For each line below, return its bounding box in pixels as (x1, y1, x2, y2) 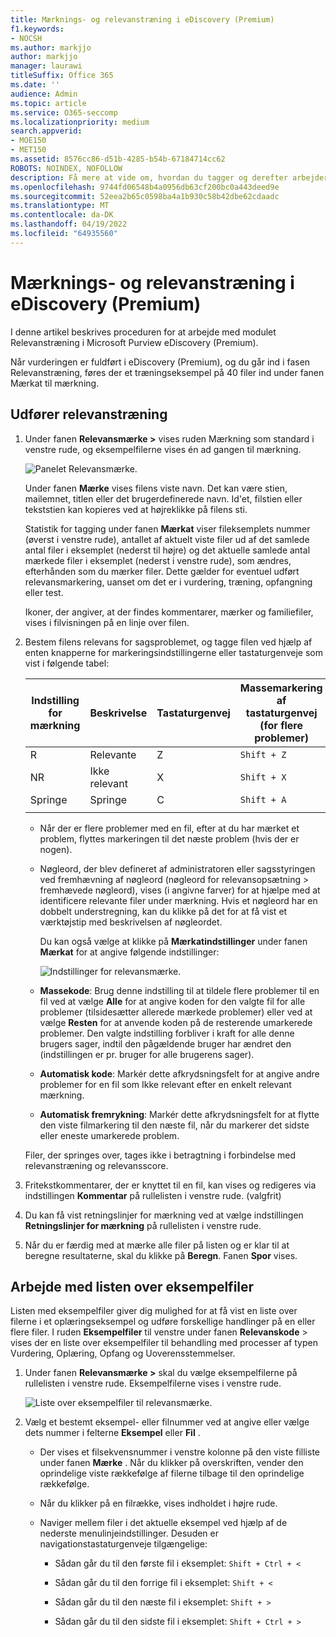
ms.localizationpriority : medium (10, 117, 150, 127)
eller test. (24, 586, 64, 598)
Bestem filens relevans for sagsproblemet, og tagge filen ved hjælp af (24, 636, 313, 648)
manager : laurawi (10, 61, 83, 71)
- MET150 (10, 145, 47, 155)
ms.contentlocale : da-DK (10, 210, 114, 220)
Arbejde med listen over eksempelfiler (10, 1278, 255, 1295)
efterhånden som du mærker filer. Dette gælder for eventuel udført (24, 565, 300, 577)
